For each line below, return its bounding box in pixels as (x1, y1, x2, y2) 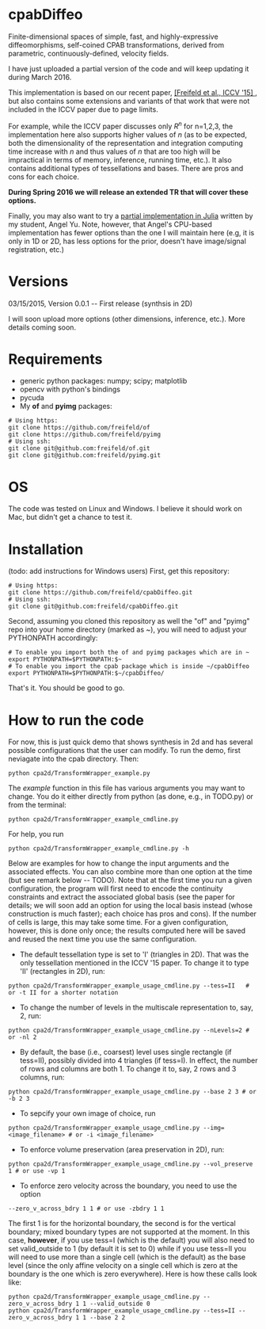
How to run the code (8, 711, 144, 729)
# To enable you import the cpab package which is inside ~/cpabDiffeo (8, 663, 249, 670)
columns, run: (19, 1072, 65, 1083)
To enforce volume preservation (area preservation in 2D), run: (19, 1145, 225, 1155)
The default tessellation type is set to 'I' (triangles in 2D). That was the (19, 949, 249, 960)
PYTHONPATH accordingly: (8, 633, 98, 643)
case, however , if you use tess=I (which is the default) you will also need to (8, 1235, 255, 1245)
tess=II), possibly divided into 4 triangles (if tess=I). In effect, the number (19, 1056, 259, 1065)
